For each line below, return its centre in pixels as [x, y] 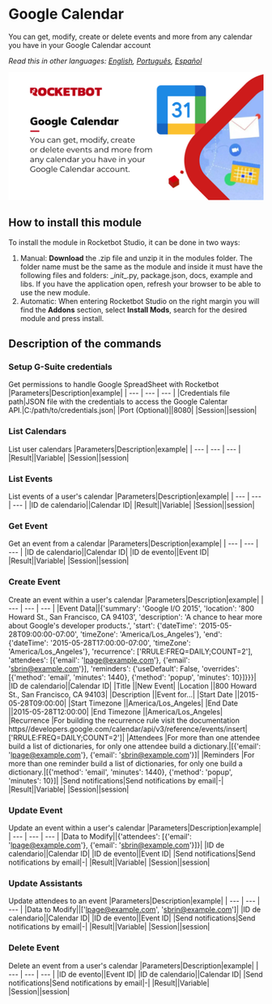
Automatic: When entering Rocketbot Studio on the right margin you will [140, 301]
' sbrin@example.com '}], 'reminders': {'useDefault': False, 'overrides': [124, 668]
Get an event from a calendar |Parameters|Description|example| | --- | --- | [134, 543]
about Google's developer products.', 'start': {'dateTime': [102, 625]
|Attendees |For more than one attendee [193, 737]
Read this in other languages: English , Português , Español [105, 61]
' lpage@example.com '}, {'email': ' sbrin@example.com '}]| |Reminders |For [132, 754]
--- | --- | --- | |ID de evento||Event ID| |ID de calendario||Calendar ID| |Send [136, 974]
